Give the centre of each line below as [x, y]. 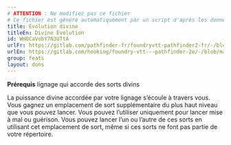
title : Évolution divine [43, 26]
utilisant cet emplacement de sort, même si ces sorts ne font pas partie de [112, 126]
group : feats [26, 58]
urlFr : [16, 45]
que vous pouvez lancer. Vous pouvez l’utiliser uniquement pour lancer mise [115, 112]
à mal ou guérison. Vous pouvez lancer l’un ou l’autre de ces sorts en [105, 119]
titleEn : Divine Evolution [46, 33]
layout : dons [26, 65]
